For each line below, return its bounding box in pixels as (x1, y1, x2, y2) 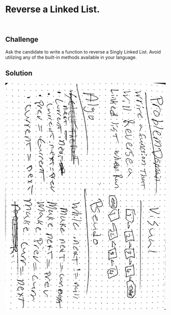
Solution (5, 69, 33, 77)
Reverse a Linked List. (5, 4, 100, 15)
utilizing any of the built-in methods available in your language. (5, 54, 137, 60)
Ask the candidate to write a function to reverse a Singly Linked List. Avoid (5, 48, 161, 55)
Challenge (5, 35, 39, 44)
